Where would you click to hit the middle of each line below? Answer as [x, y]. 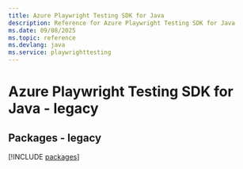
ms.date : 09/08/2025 [42, 30]
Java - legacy [53, 109]
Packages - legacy [55, 138]
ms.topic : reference [42, 38]
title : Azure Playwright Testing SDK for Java [86, 15]
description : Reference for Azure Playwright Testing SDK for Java [122, 23]
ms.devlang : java [37, 45]
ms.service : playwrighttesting [60, 52]
